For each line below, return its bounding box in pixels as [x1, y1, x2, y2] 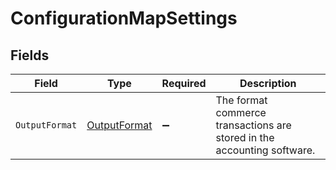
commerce [215, 106, 267, 119]
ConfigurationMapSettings [10, 7, 238, 30]
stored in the [215, 131, 275, 144]
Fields [10, 47, 50, 64]
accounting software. [215, 143, 316, 157]
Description [239, 77, 297, 90]
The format [215, 93, 268, 107]
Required [161, 77, 207, 90]
